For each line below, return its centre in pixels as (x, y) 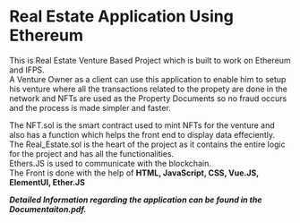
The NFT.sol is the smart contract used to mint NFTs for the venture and (142, 125)
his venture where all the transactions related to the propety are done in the (149, 89)
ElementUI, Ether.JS (47, 182)
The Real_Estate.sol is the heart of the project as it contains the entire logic (147, 144)
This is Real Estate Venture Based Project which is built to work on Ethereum (150, 60)
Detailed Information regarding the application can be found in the (136, 200)
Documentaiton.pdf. (48, 209)
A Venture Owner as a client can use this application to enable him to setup (148, 79)
